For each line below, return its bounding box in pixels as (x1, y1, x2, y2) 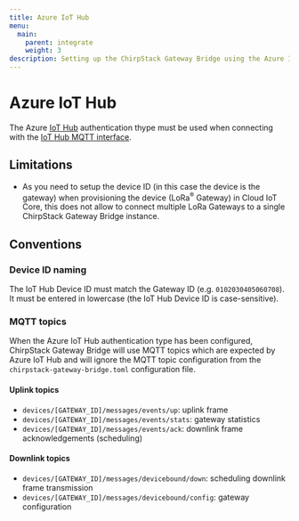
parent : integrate (25, 37, 93, 47)
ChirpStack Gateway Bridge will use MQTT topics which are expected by (9, 345, 276, 356)
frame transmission (21, 482, 93, 493)
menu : (9, 21, 29, 30)
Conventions (9, 237, 83, 252)
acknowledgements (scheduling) (21, 433, 143, 444)
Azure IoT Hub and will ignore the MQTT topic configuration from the (9, 354, 262, 365)
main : (17, 29, 38, 38)
